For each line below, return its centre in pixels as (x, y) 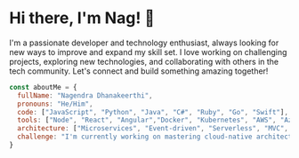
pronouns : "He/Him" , (55, 104)
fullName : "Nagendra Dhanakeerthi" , (85, 95)
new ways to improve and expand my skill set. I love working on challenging (148, 51)
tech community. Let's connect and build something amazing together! (139, 71)
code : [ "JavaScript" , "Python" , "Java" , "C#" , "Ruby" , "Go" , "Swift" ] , (153, 112)
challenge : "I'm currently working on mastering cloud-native (135, 137)
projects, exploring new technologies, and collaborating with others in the (144, 61)
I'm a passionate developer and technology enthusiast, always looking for (144, 43)
